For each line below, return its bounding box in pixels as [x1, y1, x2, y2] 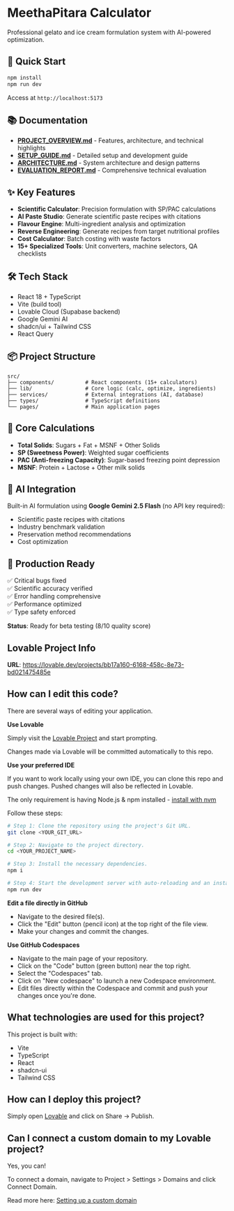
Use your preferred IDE [7, 761, 75, 769]
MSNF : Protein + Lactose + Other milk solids [17, 463, 146, 471]
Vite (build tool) [17, 300, 62, 308]
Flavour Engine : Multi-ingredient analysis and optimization [17, 220, 186, 228]
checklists [17, 249, 47, 258]
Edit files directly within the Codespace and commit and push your [17, 983, 208, 992]
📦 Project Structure [7, 351, 96, 362]
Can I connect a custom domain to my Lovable [7, 1132, 211, 1144]
